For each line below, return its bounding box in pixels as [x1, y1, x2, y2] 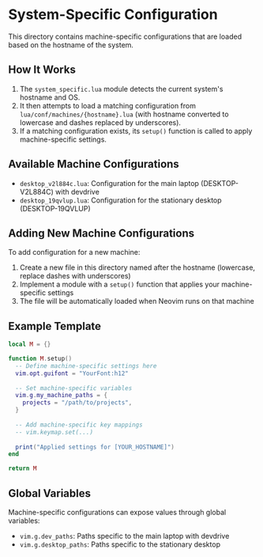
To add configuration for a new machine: [8, 248, 141, 257]
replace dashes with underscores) [19, 271, 132, 281]
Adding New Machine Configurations [8, 226, 195, 240]
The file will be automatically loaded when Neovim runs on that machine [19, 297, 254, 306]
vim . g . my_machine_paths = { [15, 392, 108, 400]
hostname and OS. [19, 93, 81, 102]
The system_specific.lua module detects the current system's [19, 84, 224, 93]
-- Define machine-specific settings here [15, 362, 157, 369]
